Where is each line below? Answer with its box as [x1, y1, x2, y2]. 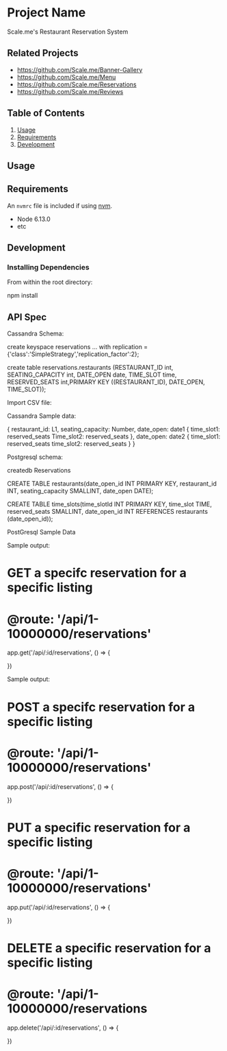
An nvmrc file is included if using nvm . [7, 201, 113, 210]
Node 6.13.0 [16, 215, 51, 223]
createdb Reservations [7, 467, 71, 475]
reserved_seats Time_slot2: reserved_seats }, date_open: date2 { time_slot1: [7, 432, 221, 440]
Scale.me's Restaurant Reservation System [7, 27, 129, 36]
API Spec [7, 311, 47, 323]
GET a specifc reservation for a [7, 565, 187, 581]
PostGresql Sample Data [7, 528, 76, 536]
